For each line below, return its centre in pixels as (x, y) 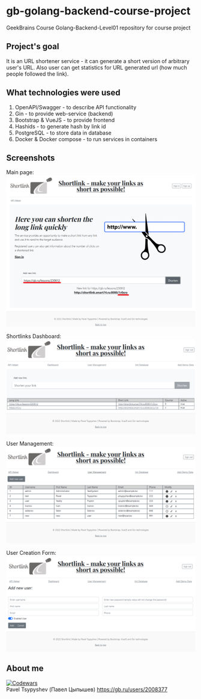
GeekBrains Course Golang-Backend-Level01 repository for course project (98, 28)
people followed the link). (37, 74)
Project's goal (33, 47)
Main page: (20, 172)
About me (25, 669)
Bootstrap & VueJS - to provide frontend (65, 120)
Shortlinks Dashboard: (34, 336)
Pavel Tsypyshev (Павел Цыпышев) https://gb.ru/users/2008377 (87, 689)
